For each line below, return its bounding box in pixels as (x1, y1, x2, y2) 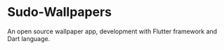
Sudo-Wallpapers (7, 4, 112, 20)
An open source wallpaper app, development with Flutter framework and (7, 27, 218, 35)
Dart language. (7, 34, 51, 42)
